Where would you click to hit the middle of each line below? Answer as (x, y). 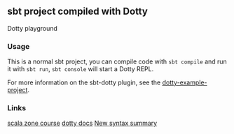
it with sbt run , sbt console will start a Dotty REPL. (81, 69)
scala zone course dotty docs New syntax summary (82, 123)
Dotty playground (33, 28)
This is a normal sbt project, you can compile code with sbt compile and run (117, 61)
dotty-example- (185, 82)
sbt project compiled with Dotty (78, 12)
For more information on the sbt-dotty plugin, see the (84, 82)
